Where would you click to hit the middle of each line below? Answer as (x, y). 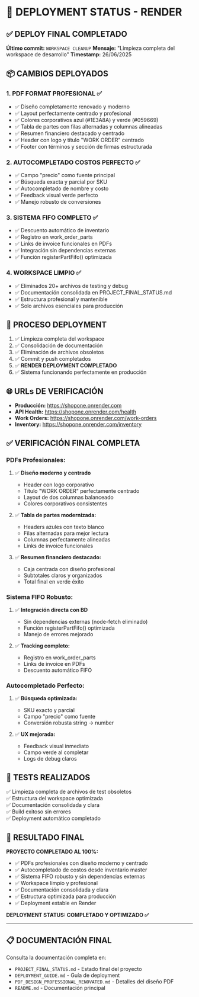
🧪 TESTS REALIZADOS (48, 778)
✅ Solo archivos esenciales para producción (69, 306)
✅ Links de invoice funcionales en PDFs (63, 244)
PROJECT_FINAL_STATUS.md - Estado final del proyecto (78, 969)
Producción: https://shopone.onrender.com (68, 406)
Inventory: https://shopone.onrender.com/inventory (78, 424)
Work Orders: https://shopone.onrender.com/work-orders (86, 418)
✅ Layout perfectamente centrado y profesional (73, 113)
